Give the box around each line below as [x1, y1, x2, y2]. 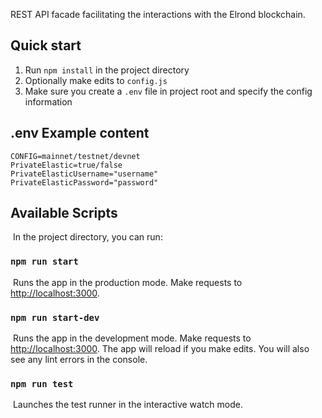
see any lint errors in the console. [10, 354, 148, 366]
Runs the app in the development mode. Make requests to [12, 332, 252, 344]
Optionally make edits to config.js [24, 74, 168, 86]
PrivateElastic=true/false [10, 160, 123, 170]
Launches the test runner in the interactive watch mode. [12, 399, 243, 411]
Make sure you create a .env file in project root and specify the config [24, 85, 313, 97]
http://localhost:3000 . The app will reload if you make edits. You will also [10, 343, 310, 355]
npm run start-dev [10, 312, 100, 323]
